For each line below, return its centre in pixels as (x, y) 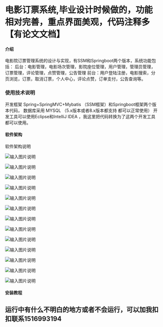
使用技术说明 (20, 93)
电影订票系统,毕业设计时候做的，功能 (79, 10)
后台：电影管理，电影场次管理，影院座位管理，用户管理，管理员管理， (85, 67)
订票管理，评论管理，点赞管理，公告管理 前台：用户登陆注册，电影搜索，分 (80, 73)
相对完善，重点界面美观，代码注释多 (78, 22)
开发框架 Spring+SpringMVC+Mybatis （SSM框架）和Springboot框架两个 (79, 104)
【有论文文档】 (35, 34)
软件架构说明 (18, 146)
